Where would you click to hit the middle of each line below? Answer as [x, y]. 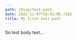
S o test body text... [25, 33]
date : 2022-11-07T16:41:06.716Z [38, 14]
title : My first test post [33, 19]
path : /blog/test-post [29, 10]
